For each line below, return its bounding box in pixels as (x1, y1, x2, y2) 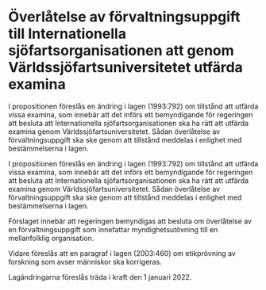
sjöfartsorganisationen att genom (8, 42, 234, 59)
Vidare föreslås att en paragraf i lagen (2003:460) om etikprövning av (8, 248, 236, 258)
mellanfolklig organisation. (8, 233, 94, 242)
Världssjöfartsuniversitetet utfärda (8, 59, 244, 77)
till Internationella (8, 25, 127, 43)
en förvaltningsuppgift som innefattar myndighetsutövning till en (8, 224, 218, 234)
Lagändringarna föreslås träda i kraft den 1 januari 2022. (8, 272, 192, 281)
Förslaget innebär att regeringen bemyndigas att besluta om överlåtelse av (8, 216, 253, 226)
